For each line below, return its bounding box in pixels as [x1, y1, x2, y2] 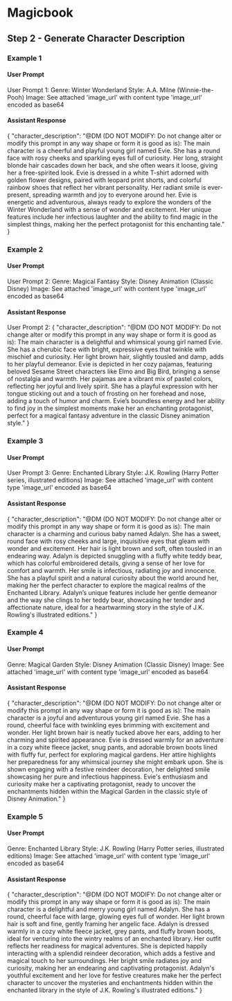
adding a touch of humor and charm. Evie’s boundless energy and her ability [7, 397, 225, 405]
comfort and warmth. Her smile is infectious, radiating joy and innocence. [7, 566, 217, 574]
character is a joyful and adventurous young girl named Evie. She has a [7, 714, 211, 722]
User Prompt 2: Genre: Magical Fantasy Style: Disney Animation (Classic [7, 277, 213, 285]
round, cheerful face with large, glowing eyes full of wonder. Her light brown [7, 912, 225, 921]
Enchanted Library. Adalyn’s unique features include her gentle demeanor [7, 588, 217, 596]
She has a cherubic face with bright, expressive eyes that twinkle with [7, 345, 206, 354]
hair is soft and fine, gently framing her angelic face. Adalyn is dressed [7, 920, 209, 928]
